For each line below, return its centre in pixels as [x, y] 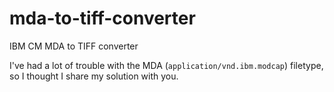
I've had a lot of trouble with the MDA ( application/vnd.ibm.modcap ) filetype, [166, 65]
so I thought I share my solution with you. [94, 76]
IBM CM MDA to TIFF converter [74, 46]
